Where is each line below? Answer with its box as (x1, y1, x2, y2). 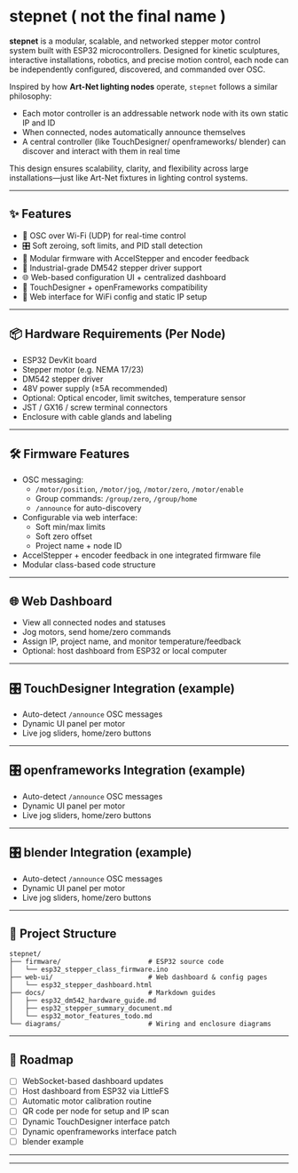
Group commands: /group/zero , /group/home (35, 494, 198, 504)
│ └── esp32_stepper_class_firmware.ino (9, 965, 169, 975)
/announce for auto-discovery (35, 502, 142, 513)
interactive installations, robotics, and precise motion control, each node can (9, 54, 289, 65)
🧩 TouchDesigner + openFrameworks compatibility (21, 282, 208, 293)
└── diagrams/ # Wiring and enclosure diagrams (9, 1020, 272, 1029)
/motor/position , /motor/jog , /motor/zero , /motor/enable (35, 484, 244, 494)
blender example (21, 1136, 84, 1146)
